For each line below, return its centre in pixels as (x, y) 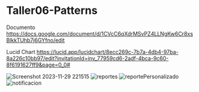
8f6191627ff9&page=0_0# (38, 65)
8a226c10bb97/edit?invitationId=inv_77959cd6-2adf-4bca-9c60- (87, 58)
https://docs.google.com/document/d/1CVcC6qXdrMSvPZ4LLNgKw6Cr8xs (100, 33)
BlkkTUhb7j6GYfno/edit (36, 40)
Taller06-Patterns (52, 11)
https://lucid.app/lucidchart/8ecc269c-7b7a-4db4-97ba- (108, 51)
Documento (21, 27)
